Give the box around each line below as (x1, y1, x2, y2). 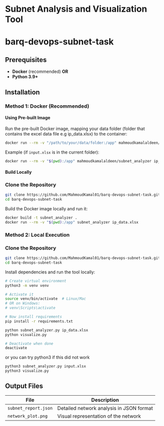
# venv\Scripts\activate (5, 306, 56, 311)
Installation (5, 88, 40, 96)
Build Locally (5, 169, 32, 175)
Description (91, 396, 120, 403)
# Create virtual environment (5, 278, 67, 283)
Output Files (5, 382, 43, 390)
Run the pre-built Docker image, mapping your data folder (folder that (5, 126, 145, 132)
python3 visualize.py (5, 368, 49, 374)
